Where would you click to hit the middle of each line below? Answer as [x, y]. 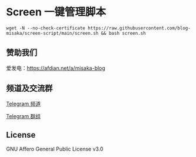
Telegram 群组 [24, 116]
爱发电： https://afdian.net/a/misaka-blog [56, 68]
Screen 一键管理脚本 [56, 12]
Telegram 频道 [24, 103]
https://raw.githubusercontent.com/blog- [139, 28]
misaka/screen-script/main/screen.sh [52, 33]
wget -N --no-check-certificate [46, 28]
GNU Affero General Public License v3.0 [55, 149]
